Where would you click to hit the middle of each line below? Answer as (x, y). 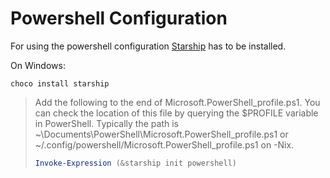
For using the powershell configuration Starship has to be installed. (148, 46)
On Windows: (38, 65)
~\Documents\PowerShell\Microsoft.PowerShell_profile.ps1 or (161, 134)
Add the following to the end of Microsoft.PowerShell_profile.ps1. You (177, 102)
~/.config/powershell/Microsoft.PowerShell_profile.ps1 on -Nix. (164, 144)
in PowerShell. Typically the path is (106, 123)
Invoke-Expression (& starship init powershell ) (135, 163)
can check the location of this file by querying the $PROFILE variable (176, 113)
